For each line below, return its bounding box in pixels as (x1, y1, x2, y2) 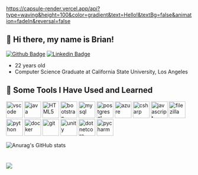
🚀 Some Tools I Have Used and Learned (6, 85, 153, 95)
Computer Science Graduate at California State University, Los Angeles (14, 68, 188, 75)
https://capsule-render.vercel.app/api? (6, 5, 100, 12)
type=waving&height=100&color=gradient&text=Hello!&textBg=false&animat (6, 11, 192, 18)
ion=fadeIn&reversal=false (6, 18, 71, 24)
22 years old (14, 61, 46, 69)
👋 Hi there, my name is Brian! (6, 35, 114, 45)
